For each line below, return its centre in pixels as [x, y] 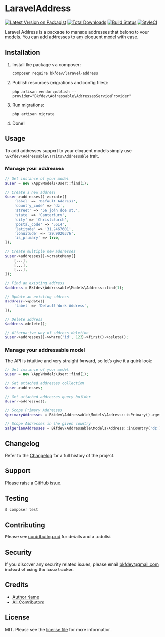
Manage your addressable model [45, 350]
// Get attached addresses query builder [48, 397]
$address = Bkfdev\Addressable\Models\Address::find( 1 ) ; [65, 288]
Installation [23, 52]
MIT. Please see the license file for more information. [58, 629]
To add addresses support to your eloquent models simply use [68, 150]
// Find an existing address [35, 283]
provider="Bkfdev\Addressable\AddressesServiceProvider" [72, 96]
